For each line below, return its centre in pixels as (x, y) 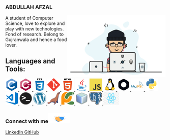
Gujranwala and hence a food (36, 40)
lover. (11, 45)
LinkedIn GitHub (22, 132)
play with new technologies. (35, 29)
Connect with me (27, 121)
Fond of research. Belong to (35, 34)
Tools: (15, 69)
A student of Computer (29, 18)
